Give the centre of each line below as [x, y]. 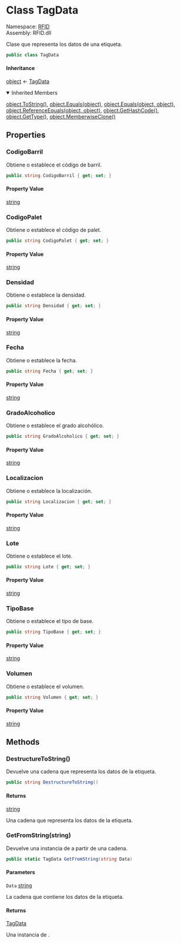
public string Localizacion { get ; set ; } [59, 502]
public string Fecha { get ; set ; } [50, 371]
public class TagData [33, 55]
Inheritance [21, 68]
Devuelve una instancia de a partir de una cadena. [67, 848]
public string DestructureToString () [52, 782]
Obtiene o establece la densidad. [46, 295]
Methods [23, 742]
